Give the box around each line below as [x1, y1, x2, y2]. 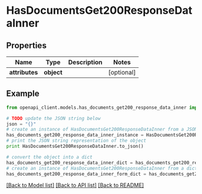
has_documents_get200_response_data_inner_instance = [6, 132, 144, 138]
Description [68, 58, 103, 66]
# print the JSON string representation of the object [6, 138, 147, 144]
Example [6, 88, 40, 99]
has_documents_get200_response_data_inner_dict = [6, 160, 133, 166]
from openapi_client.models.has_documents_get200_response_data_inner [6, 105, 187, 111]
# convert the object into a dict [6, 154, 93, 160]
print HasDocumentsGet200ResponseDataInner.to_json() [6, 144, 144, 150]
